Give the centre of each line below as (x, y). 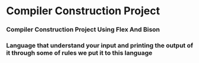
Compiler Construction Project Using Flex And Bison (83, 30)
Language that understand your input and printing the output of (100, 46)
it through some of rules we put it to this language (79, 53)
